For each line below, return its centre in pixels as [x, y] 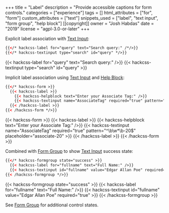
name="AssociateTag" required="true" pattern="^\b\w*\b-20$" [71, 131]
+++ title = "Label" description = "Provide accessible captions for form [78, 7]
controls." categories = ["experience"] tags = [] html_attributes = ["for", [79, 13]
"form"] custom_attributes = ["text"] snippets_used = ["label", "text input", [82, 18]
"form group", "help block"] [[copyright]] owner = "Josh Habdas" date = [80, 23]
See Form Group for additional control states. [52, 205]
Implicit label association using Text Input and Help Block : [65, 77]
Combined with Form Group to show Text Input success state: [69, 151]
